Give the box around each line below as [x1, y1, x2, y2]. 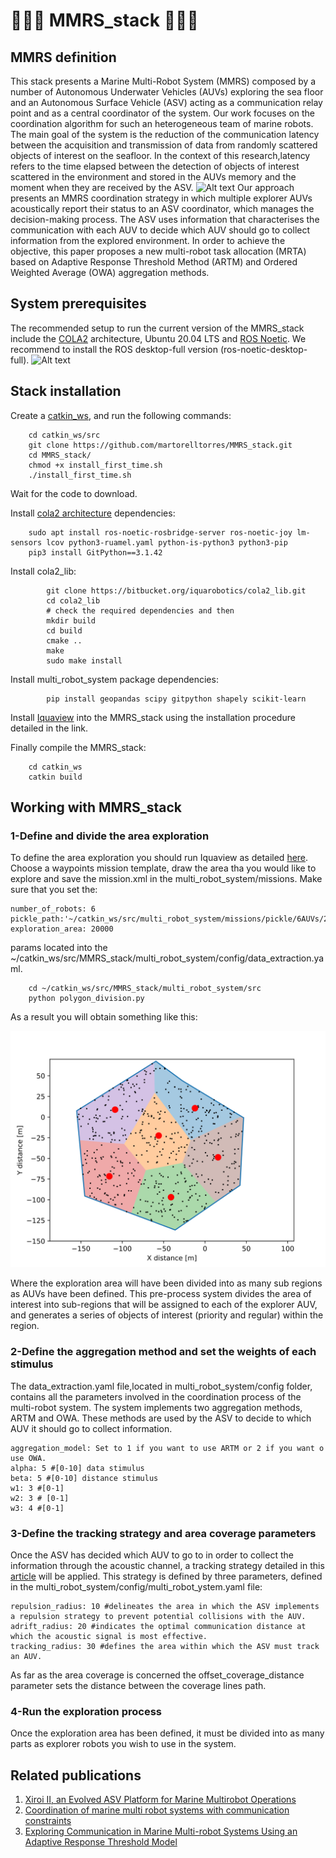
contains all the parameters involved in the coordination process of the [10, 1390, 302, 1403]
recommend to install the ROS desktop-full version [10, 343, 219, 355]
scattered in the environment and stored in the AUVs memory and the [10, 171, 297, 183]
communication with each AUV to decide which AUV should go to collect [10, 224, 311, 236]
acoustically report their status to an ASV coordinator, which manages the [10, 203, 315, 214]
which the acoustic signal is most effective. [10, 1631, 208, 1641]
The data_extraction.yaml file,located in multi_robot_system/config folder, [10, 1380, 313, 1392]
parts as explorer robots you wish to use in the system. [10, 1738, 237, 1750]
